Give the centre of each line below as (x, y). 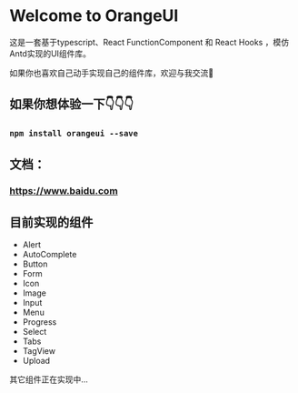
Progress (40, 322)
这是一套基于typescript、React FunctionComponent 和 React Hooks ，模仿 (149, 42)
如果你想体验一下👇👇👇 (72, 104)
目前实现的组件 (51, 222)
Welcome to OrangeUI (94, 16)
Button (35, 264)
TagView (39, 351)
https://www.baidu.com (64, 190)
